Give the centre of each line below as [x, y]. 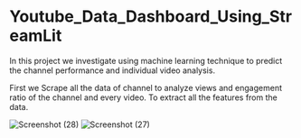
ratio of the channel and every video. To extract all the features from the [143, 97]
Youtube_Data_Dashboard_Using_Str [150, 17]
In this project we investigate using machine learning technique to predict [146, 60]
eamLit [36, 36]
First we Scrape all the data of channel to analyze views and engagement [146, 87]
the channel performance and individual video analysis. [112, 70]
